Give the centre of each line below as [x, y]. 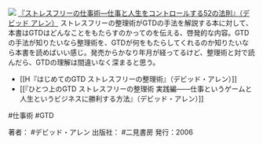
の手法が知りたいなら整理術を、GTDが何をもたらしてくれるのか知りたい [125, 42]
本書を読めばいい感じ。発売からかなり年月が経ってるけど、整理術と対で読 [135, 52]
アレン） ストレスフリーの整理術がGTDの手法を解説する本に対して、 [141, 23]
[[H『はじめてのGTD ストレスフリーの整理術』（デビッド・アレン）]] [128, 79]
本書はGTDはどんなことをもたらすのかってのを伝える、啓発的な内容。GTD [129, 33]
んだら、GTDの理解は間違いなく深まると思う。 [84, 62]
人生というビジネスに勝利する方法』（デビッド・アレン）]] [111, 99]
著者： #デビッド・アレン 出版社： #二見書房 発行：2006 [101, 132]
